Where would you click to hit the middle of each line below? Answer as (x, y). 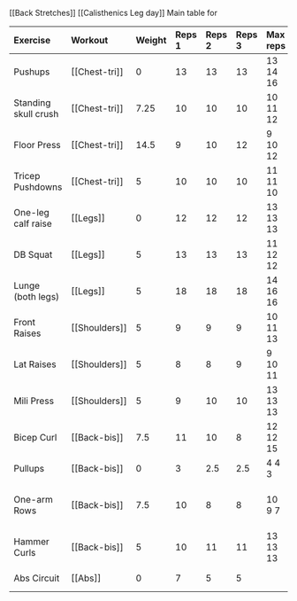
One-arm (33, 500)
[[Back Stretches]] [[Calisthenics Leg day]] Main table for (114, 13)
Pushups (32, 72)
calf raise (33, 223)
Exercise (32, 40)
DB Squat (33, 254)
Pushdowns (38, 187)
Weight (151, 40)
